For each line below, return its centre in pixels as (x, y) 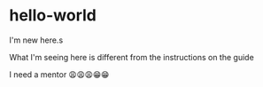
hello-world (53, 16)
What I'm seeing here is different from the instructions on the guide (131, 57)
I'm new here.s (36, 40)
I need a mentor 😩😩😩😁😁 (59, 74)
